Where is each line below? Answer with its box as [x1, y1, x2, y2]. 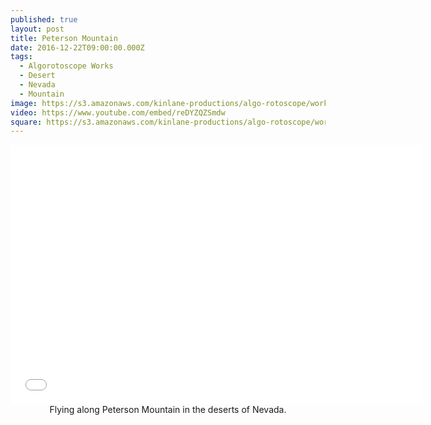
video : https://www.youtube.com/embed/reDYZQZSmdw [10, 107, 226, 118]
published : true [10, 14, 78, 25]
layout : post [10, 24, 65, 34]
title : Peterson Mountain [10, 33, 118, 43]
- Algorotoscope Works [19, 61, 114, 71]
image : [10, 98, 38, 108]
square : [10, 117, 43, 127]
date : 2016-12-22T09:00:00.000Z [10, 42, 145, 53]
